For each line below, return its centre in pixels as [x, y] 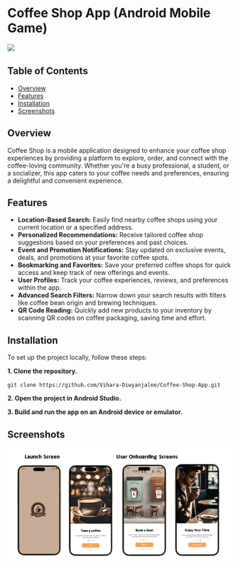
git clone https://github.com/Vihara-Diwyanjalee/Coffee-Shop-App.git [114, 385]
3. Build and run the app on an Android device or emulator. [95, 412]
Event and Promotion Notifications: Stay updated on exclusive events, [121, 250]
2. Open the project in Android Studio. [65, 399]
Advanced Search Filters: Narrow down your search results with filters [122, 296]
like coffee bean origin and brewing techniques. [87, 303]
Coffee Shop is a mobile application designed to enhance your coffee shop [117, 150]
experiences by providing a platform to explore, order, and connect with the [118, 158]
